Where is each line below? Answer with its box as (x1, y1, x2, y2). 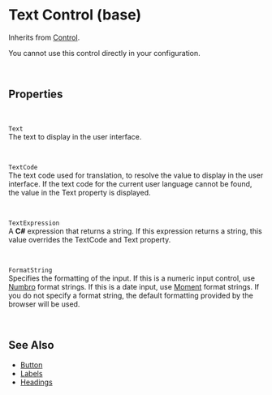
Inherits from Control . (8, 32, 80, 42)
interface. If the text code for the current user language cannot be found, (8, 178, 253, 188)
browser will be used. (8, 298, 80, 309)
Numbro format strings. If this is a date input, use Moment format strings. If (8, 281, 260, 291)
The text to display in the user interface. (8, 131, 142, 141)
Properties (8, 88, 63, 101)
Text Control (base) (8, 6, 142, 24)
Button (19, 359, 43, 370)
